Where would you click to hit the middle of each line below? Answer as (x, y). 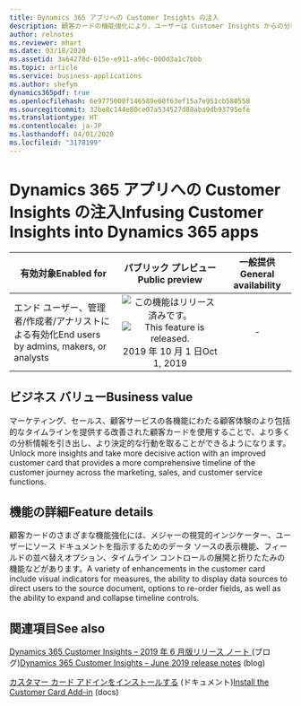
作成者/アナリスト (63, 321)
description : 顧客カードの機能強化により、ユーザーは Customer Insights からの (146, 26)
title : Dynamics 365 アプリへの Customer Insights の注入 (114, 17)
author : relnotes (42, 34)
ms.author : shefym (43, 84)
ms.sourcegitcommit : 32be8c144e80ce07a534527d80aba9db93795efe (130, 109)
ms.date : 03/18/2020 (48, 51)
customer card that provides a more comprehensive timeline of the (133, 462)
